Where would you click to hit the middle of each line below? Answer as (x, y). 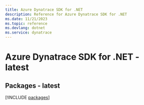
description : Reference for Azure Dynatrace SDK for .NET (66, 14)
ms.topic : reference (26, 23)
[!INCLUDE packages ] (27, 97)
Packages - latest (33, 86)
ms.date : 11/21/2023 (26, 19)
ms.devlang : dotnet (25, 28)
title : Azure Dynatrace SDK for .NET (44, 10)
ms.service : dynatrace (28, 33)
